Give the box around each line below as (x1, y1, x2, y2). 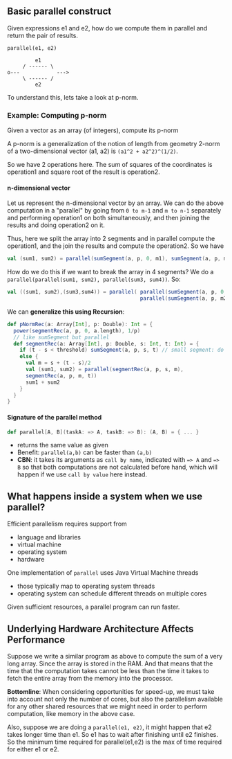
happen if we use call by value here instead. (17, 470, 147, 479)
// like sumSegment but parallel (13, 334, 110, 341)
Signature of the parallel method (7, 413, 102, 421)
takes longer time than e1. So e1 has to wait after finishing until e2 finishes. (7, 731, 219, 739)
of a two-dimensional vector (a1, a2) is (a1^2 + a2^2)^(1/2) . (7, 147, 178, 155)
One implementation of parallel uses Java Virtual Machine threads (7, 569, 199, 577)
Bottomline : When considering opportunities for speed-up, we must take (7, 688, 215, 696)
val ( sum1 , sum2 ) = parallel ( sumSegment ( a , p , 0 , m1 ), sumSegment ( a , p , (7, 256, 221, 262)
